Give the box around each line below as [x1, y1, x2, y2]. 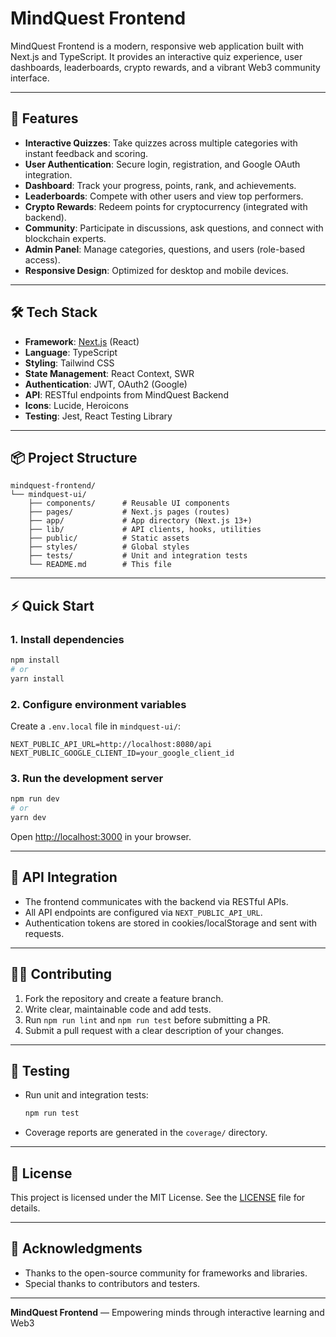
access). [24, 253, 61, 266]
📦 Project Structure [10, 449, 138, 466]
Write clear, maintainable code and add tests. [24, 1003, 212, 1015]
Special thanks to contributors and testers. [24, 1277, 201, 1289]
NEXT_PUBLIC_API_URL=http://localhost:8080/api [10, 739, 213, 749]
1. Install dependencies [10, 632, 125, 646]
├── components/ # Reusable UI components [28, 498, 230, 509]
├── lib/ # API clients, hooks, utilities [28, 525, 262, 535]
